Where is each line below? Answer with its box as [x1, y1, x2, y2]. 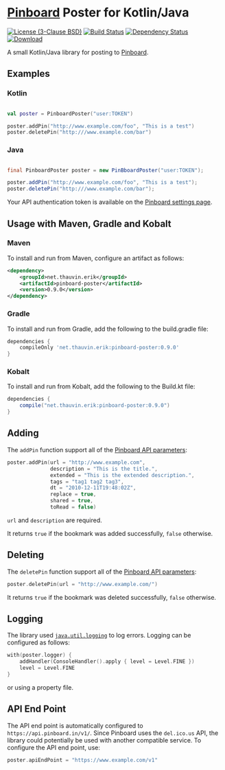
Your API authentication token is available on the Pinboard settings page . [7, 198, 213, 207]
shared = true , [50, 498, 94, 504]
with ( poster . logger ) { [7, 652, 72, 659]
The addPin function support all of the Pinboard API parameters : [7, 445, 187, 454]
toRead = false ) [50, 504, 97, 511]
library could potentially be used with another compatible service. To [7, 736, 202, 744]
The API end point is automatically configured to [7, 721, 143, 730]
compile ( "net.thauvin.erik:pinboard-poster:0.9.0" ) [19, 402, 170, 409]
